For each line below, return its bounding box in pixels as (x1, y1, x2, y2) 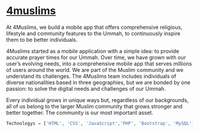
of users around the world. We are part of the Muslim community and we (6, 66, 184, 73)
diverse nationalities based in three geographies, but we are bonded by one (6, 78, 191, 86)
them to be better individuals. (6, 36, 78, 43)
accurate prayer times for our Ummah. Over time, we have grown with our (6, 54, 187, 61)
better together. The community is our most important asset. (6, 109, 154, 116)
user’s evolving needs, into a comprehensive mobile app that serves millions (6, 60, 192, 67)
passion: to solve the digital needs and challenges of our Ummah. (6, 85, 166, 92)
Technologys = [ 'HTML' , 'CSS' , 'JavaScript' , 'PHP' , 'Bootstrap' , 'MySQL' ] (6, 120, 195, 126)
